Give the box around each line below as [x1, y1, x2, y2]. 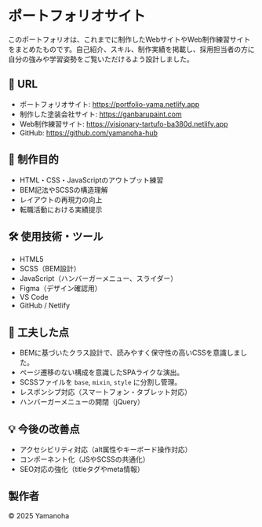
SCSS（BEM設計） [19, 264, 81, 274]
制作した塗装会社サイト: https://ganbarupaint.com [19, 109, 182, 119]
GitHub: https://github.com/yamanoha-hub [19, 127, 158, 138]
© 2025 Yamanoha [8, 510, 70, 520]
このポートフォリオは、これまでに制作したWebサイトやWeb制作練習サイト [8, 35, 251, 44]
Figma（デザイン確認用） [19, 284, 102, 293]
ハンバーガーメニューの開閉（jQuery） [19, 397, 145, 407]
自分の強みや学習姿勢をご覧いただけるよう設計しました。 [8, 54, 194, 64]
